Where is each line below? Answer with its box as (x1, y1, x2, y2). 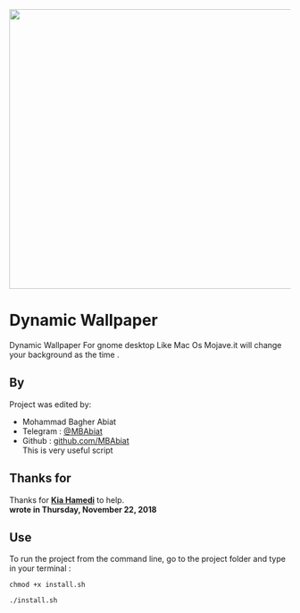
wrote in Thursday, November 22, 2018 (9, 504, 157, 515)
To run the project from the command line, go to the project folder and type (9, 554, 286, 565)
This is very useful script (21, 445, 113, 455)
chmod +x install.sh (9, 581, 87, 590)
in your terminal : (9, 563, 71, 574)
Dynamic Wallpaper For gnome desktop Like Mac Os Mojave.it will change (9, 339, 282, 350)
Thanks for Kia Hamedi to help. (9, 494, 125, 505)
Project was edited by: (9, 398, 92, 410)
